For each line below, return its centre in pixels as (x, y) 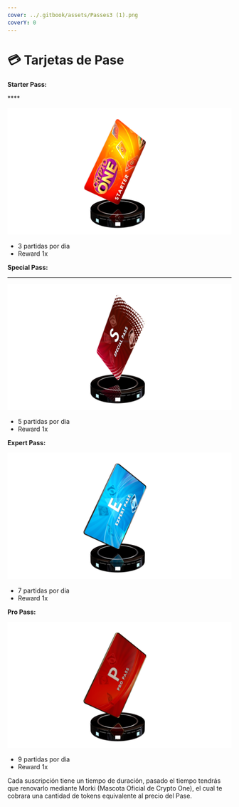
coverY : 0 (22, 22)
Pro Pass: (22, 612)
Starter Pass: (27, 85)
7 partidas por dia (43, 590)
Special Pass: (28, 267)
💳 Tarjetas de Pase (66, 60)
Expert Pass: (27, 443)
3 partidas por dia (44, 246)
